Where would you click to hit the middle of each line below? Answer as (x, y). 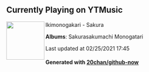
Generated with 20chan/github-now (92, 62)
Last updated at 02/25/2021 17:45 (87, 48)
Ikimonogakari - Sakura (75, 24)
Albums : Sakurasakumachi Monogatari (94, 37)
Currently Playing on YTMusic (64, 10)
